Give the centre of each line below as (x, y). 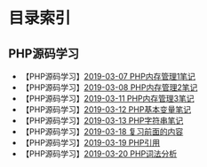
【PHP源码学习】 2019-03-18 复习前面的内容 (102, 132)
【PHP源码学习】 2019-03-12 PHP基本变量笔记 (106, 110)
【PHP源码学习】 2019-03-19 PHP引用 (91, 143)
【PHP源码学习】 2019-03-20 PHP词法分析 (99, 154)
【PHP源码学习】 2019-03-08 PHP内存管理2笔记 (109, 87)
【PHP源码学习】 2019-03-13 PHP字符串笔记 (102, 121)
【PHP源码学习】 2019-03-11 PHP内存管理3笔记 (107, 99)
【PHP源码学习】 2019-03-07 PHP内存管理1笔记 (108, 76)
